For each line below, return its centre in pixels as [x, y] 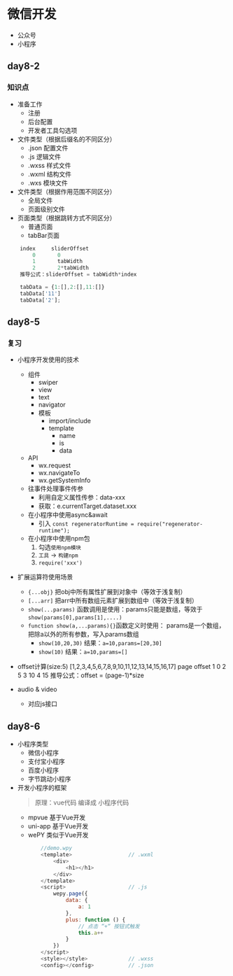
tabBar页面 [43, 235]
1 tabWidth [57, 262]
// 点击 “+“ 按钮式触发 [109, 926]
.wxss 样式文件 [49, 165]
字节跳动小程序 [49, 779]
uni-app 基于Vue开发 [58, 826]
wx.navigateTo [59, 473]
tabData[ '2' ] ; [40, 300]
